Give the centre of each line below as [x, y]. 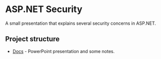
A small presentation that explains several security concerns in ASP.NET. [81, 23]
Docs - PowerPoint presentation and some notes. [63, 51]
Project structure [32, 39]
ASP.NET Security [44, 9]
